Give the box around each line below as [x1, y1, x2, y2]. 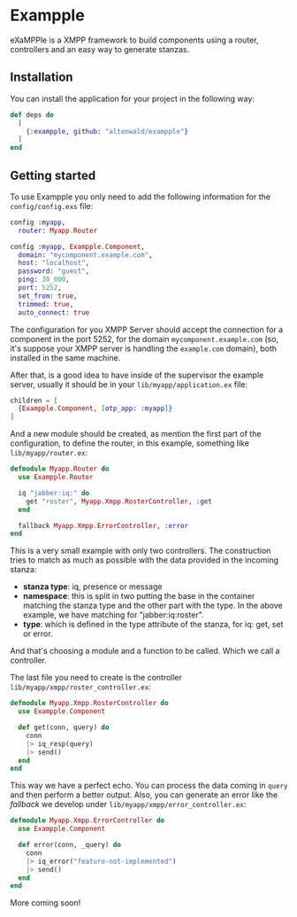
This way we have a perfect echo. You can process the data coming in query [10, 781, 288, 791]
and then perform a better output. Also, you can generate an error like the [10, 789, 278, 800]
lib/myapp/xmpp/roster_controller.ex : [10, 681, 151, 692]
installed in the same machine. [10, 352, 121, 363]
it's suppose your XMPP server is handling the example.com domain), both [10, 343, 278, 354]
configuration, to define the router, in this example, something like [10, 438, 250, 448]
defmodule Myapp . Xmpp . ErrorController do [10, 816, 165, 825]
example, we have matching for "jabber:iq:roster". [22, 610, 204, 620]
